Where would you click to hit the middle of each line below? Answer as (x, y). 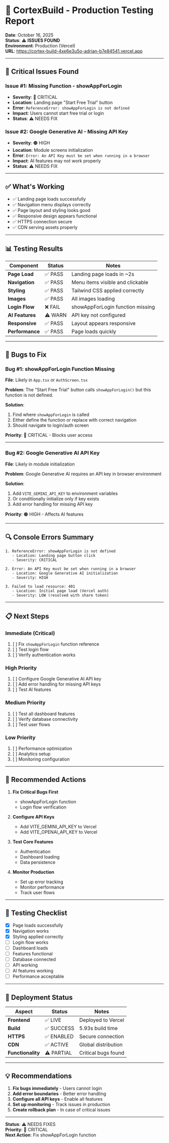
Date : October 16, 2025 (29, 35)
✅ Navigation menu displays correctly (52, 204)
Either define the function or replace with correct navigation (74, 420)
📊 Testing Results (34, 249)
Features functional (32, 953)
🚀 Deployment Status (39, 997)
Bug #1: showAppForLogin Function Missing (60, 369)
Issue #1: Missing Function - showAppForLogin (64, 86)
